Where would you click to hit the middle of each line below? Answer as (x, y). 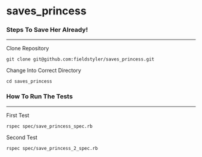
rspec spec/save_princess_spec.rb (50, 126)
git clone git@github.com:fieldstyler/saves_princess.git (80, 59)
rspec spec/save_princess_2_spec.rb (52, 148)
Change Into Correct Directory (44, 71)
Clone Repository (28, 49)
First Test (18, 115)
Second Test (22, 137)
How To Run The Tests (40, 96)
